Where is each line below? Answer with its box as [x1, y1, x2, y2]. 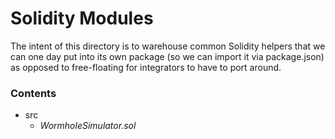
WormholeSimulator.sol [39, 120, 137, 132]
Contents [10, 86, 57, 100]
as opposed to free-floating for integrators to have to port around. [10, 61, 282, 73]
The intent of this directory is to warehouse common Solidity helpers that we [10, 40, 326, 52]
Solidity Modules [10, 7, 154, 30]
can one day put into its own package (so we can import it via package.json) [10, 50, 325, 62]
